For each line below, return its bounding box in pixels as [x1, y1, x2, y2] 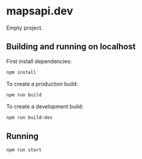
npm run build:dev [6, 114, 53, 120]
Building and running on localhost [6, 42, 136, 52]
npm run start [6, 147, 42, 153]
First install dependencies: [6, 57, 72, 64]
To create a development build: [6, 102, 83, 110]
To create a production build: [6, 80, 79, 87]
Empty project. [6, 24, 44, 31]
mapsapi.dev [6, 4, 74, 18]
